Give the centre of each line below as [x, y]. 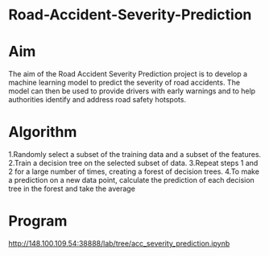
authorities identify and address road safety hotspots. [97, 100]
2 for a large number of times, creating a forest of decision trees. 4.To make [134, 171]
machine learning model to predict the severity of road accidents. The [124, 83]
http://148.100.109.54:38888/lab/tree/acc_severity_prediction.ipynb [119, 244]
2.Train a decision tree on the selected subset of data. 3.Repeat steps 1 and [133, 163]
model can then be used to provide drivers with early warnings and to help [132, 91]
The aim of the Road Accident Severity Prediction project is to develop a [128, 74]
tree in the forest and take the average [72, 189]
